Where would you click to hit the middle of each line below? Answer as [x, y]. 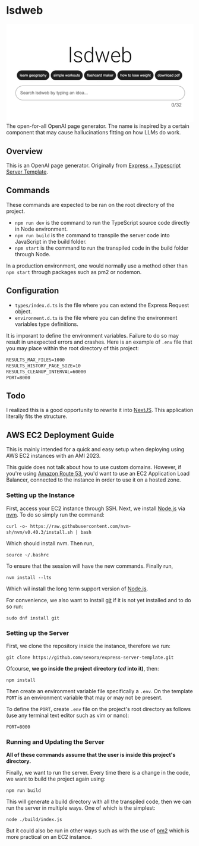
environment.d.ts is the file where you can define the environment [96, 317]
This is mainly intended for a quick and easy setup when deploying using [95, 449]
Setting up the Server [38, 633]
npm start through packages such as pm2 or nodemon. [74, 272]
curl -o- [17, 526]
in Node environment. [41, 229]
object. [23, 311]
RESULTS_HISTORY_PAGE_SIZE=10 [44, 366]
